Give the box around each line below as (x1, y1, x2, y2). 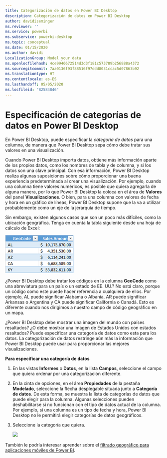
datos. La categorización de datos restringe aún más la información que (5, 335, 153, 341)
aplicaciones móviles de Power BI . (5, 447, 76, 453)
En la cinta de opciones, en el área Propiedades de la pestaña (12, 380, 141, 386)
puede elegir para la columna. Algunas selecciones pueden (12, 396, 135, 402)
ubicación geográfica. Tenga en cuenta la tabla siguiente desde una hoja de (5, 219, 161, 225)
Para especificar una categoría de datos (5, 355, 90, 361)
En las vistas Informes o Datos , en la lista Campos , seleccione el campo (12, 365, 162, 371)
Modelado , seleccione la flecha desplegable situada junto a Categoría (12, 385, 158, 391)
